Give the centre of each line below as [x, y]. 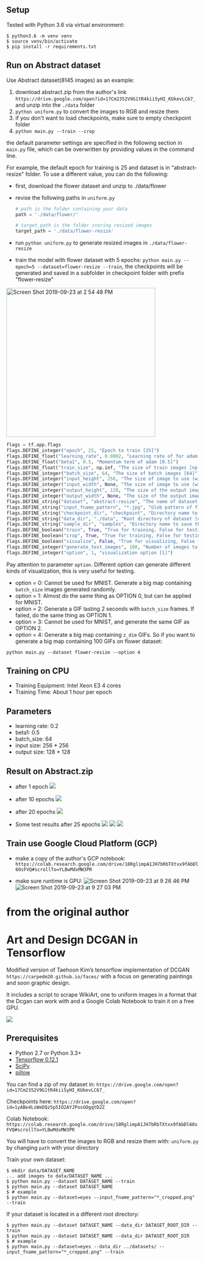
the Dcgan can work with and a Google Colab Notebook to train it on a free [100, 1001]
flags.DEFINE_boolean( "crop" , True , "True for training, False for [94, 536]
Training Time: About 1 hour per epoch [63, 692]
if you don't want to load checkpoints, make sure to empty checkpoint [103, 118]
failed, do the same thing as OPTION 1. [64, 615]
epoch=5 [25, 267]
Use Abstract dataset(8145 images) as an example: [70, 80]
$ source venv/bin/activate [42, 41]
